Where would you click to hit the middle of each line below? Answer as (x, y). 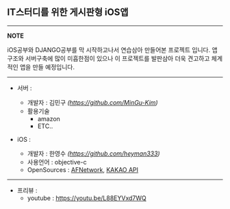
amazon (49, 119)
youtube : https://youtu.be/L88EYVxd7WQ (87, 198)
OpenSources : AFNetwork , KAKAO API (83, 169)
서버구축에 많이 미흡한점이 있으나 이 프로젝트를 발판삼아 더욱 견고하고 (117, 58)
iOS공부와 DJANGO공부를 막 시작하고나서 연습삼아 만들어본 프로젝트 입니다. (109, 49)
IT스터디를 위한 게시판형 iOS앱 (68, 12)
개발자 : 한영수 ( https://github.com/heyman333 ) (93, 153)
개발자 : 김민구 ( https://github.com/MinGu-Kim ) (93, 102)
